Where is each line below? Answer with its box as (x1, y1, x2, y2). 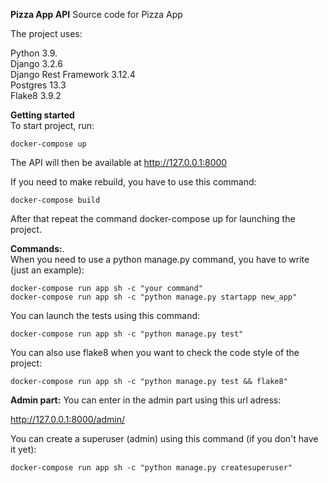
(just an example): (10, 264, 85, 276)
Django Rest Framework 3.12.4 (10, 69, 136, 80)
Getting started (10, 109, 75, 121)
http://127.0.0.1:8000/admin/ (10, 414, 126, 425)
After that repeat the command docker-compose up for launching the (10, 213, 296, 224)
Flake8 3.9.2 (10, 90, 62, 101)
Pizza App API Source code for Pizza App (10, 9, 183, 20)
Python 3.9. (10, 47, 58, 59)
